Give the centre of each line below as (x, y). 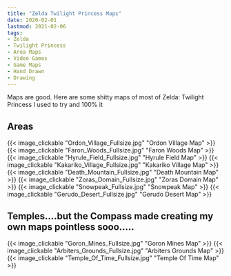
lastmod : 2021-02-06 (37, 26)
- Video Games (28, 59)
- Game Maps (24, 65)
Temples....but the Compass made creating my (110, 216)
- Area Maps (24, 52)
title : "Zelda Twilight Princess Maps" (64, 13)
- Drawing (21, 78)
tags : (15, 33)
